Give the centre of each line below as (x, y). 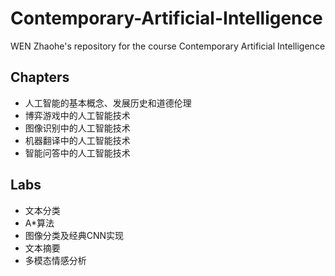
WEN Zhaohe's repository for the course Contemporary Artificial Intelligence (168, 46)
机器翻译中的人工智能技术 (77, 140)
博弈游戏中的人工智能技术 (77, 115)
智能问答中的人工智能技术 (77, 153)
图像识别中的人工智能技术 (77, 128)
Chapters (40, 77)
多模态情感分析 (55, 260)
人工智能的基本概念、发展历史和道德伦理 (108, 103)
